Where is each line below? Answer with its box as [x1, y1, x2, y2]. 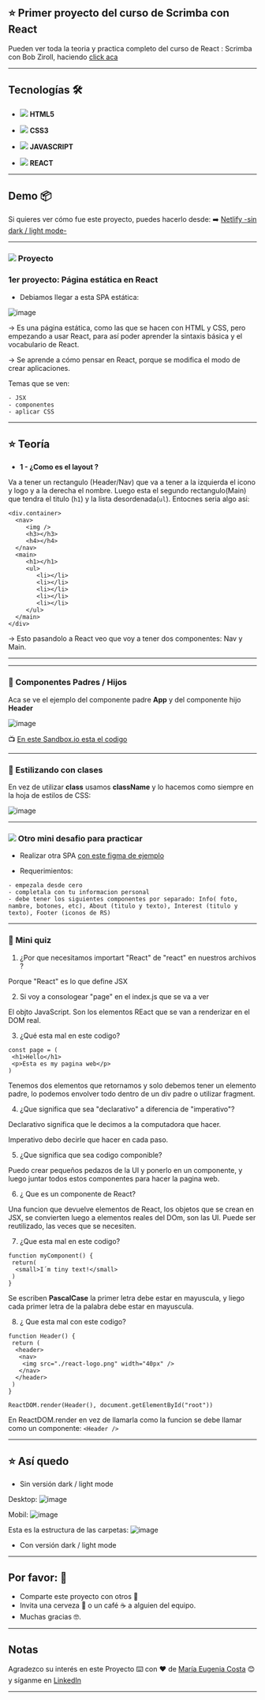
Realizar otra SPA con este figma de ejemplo [19, 851, 164, 860]
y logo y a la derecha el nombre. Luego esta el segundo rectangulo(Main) [8, 486, 247, 496]
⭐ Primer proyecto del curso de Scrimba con [8, 6, 230, 20]
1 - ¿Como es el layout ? [19, 462, 99, 472]
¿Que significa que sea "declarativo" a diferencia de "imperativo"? [19, 1104, 235, 1114]
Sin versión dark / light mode [19, 1479, 114, 1489]
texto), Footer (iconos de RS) [8, 909, 111, 917]
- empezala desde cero [8, 882, 83, 889]
